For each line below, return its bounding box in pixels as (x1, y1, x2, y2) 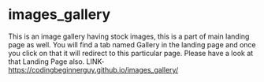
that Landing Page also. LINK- (8, 57, 105, 66)
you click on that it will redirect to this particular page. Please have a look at (8, 48, 254, 58)
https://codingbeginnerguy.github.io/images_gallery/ (8, 65, 179, 74)
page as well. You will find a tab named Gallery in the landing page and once (8, 39, 256, 49)
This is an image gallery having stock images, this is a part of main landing (8, 32, 250, 41)
